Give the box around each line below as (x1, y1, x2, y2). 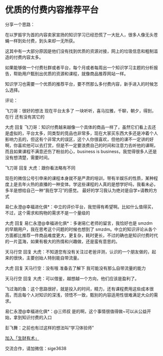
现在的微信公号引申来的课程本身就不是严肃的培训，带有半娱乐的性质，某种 (5, 175, 154, 181)
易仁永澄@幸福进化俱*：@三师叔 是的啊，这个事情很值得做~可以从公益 (5, 308, 147, 314)
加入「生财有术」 (5, 335, 39, 341)
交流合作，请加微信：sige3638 (5, 345, 67, 351)
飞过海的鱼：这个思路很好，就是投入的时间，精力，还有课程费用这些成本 (5, 285, 149, 292)
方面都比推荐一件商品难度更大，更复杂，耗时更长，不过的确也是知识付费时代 (5, 232, 158, 238)
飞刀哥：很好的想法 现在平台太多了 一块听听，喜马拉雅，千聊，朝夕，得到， (5, 107, 156, 113)
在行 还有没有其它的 (5, 114, 45, 120)
